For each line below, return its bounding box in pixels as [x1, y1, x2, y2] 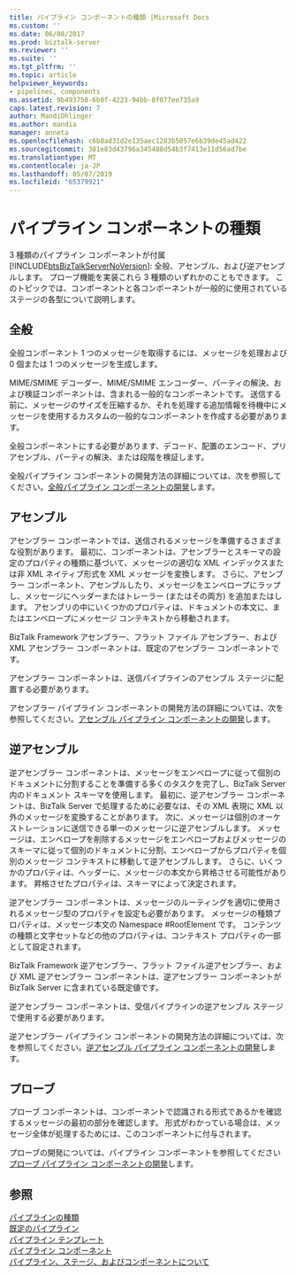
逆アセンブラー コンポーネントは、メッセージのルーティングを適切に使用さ [9, 897, 282, 907]
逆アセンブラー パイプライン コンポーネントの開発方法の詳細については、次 [9, 1030, 285, 1041]
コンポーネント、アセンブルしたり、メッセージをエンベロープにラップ [26, 579, 281, 590]
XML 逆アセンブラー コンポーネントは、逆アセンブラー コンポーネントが [19, 971, 282, 982]
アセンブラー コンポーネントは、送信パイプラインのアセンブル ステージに [9, 672, 277, 683]
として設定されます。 [9, 941, 87, 952]
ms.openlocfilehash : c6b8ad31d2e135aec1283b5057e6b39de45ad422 [9, 136, 247, 145]
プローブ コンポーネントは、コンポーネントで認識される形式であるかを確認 [9, 1107, 282, 1117]
